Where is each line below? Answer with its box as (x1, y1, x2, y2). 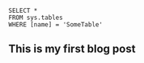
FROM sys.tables (8, 14, 63, 22)
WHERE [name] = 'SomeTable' (8, 21, 104, 29)
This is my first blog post (8, 42, 136, 56)
